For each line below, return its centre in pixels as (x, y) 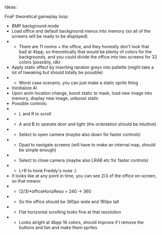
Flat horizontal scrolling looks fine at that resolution (70, 212)
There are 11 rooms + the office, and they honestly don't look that (84, 46)
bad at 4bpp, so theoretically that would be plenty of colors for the (85, 52)
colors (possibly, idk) (40, 62)
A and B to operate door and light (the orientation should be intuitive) (88, 124)
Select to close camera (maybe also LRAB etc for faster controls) (84, 160)
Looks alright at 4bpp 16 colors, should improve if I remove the (81, 222)
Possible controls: (29, 103)
